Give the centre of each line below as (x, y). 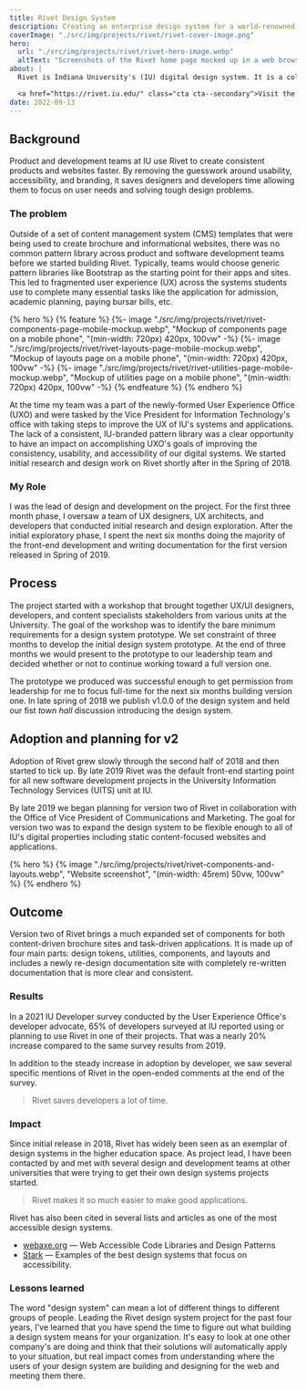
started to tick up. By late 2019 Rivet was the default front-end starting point (152, 771)
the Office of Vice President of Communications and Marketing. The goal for (153, 817)
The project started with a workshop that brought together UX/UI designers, (152, 605)
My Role (28, 486)
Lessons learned (47, 1288)
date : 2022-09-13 (42, 102)
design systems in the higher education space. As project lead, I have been (150, 1153)
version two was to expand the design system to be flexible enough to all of (151, 827)
